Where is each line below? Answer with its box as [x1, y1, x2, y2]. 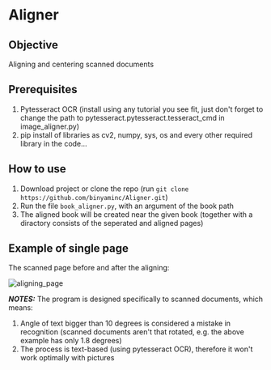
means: [8, 303, 34, 313]
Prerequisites [8, 83, 78, 96]
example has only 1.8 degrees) [19, 336, 123, 346]
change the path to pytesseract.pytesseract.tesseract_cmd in [19, 113, 225, 122]
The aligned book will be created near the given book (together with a [19, 209, 253, 219]
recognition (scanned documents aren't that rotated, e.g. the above [19, 327, 245, 337]
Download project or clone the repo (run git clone [19, 184, 189, 194]
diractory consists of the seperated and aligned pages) [19, 218, 204, 228]
